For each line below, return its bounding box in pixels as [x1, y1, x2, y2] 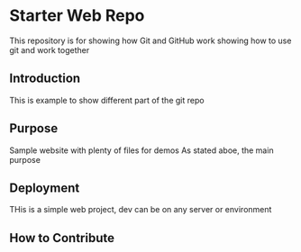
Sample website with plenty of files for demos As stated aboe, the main [9, 145, 274, 156]
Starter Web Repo [9, 5, 145, 26]
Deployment [9, 180, 80, 195]
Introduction [9, 71, 81, 86]
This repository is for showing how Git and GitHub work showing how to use [9, 35, 292, 46]
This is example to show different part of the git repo [9, 94, 205, 105]
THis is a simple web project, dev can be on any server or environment [9, 204, 272, 215]
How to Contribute [9, 230, 115, 246]
